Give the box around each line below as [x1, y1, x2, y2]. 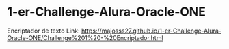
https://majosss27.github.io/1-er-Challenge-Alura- [81, 27, 222, 35]
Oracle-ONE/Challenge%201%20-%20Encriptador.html [7, 33, 163, 42]
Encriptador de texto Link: [7, 27, 80, 35]
